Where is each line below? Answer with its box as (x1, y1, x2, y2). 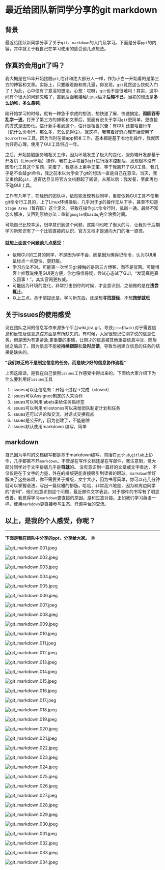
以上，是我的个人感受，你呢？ (5, 517, 96, 525)
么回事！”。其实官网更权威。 (12, 276, 70, 283)
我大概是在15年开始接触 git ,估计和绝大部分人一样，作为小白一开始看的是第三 (5, 75, 160, 81)
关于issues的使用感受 (5, 311, 71, 319)
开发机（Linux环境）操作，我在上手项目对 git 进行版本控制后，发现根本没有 (5, 158, 156, 164)
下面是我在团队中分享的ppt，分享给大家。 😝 (5, 535, 96, 541)
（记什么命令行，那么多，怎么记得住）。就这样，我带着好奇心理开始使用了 (5, 129, 154, 135)
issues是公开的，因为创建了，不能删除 (12, 417, 90, 423)
